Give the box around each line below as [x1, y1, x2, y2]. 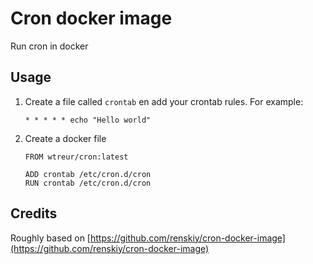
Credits [10, 205, 58, 222]
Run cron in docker [10, 40, 89, 52]
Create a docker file [24, 132, 107, 144]
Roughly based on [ [10, 232, 91, 244]
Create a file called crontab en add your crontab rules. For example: [24, 95, 304, 107]
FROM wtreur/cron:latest [24, 152, 129, 162]
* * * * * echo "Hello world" [24, 115, 152, 125]
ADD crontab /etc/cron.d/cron [24, 169, 152, 179]
